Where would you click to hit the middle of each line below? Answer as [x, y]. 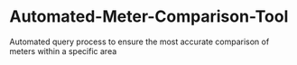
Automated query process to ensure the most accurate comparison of [139, 42]
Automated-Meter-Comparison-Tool [149, 17]
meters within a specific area [63, 51]
